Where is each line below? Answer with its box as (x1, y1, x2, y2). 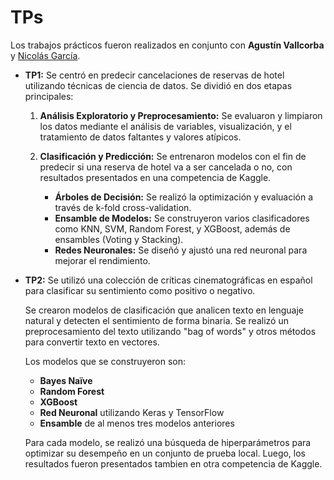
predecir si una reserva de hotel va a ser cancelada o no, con (39, 161, 293, 173)
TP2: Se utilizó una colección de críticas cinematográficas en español (24, 274, 313, 286)
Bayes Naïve (39, 374, 93, 386)
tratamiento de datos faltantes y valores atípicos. (39, 131, 242, 143)
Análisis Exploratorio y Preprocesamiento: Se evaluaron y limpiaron (39, 109, 323, 121)
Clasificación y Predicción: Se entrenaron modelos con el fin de (39, 150, 307, 162)
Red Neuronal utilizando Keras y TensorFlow (39, 406, 225, 418)
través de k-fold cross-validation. (54, 201, 192, 213)
